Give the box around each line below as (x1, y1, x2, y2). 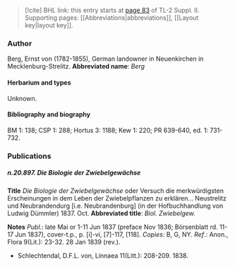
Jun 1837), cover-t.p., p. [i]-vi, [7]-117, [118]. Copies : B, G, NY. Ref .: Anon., (15, 230, 229, 239)
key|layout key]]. (24, 21, 73, 29)
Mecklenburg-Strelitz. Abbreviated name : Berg (7, 62, 145, 71)
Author (7, 38, 32, 48)
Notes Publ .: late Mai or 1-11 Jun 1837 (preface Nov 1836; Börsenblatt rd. (7, 222, 218, 231)
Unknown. (7, 94, 37, 102)
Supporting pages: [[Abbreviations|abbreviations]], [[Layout (24, 13, 199, 22)
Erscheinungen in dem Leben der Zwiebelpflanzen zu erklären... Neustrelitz (7, 194, 227, 202)
